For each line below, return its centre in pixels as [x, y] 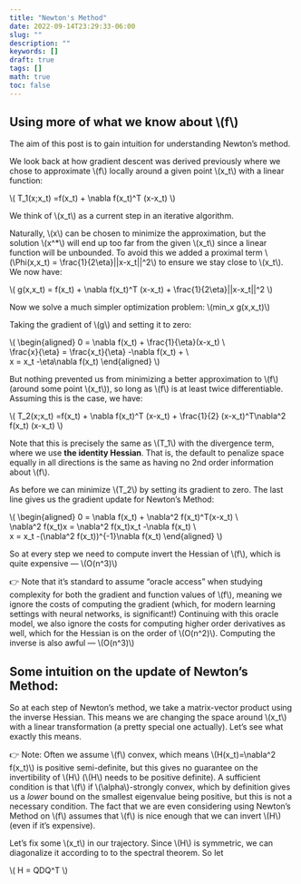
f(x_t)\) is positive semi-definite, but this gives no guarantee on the [134, 768]
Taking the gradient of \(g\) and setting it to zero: [101, 325]
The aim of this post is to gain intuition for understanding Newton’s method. [150, 144]
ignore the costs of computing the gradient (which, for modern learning [143, 604]
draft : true [32, 60]
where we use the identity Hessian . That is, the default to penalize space [147, 453]
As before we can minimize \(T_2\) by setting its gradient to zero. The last [146, 490]
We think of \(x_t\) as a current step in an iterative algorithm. [121, 216]
